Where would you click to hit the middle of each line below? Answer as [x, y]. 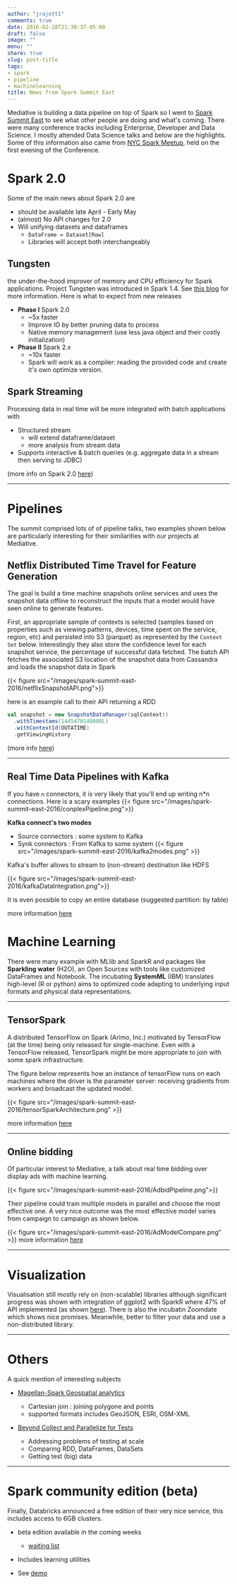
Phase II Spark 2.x [44, 347]
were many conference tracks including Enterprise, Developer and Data [111, 128]
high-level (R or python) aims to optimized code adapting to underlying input [119, 984]
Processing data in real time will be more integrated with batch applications [116, 409]
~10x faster [44, 354]
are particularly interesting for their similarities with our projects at [103, 536]
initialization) [47, 339]
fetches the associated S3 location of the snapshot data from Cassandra [113, 660]
